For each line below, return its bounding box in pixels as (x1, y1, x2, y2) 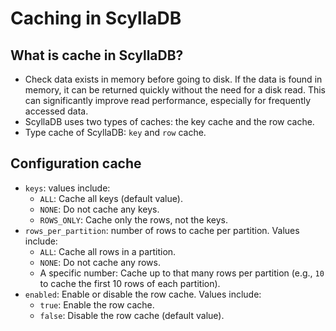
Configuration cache (10, 155, 142, 172)
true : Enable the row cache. (39, 298, 155, 311)
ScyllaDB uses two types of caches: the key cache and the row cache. (24, 116, 315, 127)
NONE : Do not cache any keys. (39, 203, 160, 215)
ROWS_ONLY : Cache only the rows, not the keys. (39, 213, 229, 226)
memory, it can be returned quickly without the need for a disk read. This (24, 84, 327, 96)
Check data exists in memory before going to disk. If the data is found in (24, 73, 323, 85)
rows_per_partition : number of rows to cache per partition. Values (24, 224, 300, 236)
